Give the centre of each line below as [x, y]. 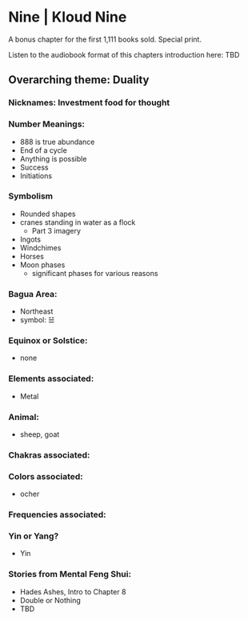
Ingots [30, 239]
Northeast [36, 311]
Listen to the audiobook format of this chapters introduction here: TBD [124, 54]
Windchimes [40, 247]
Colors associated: [46, 476]
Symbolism [31, 196]
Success [34, 167]
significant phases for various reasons [95, 273]
